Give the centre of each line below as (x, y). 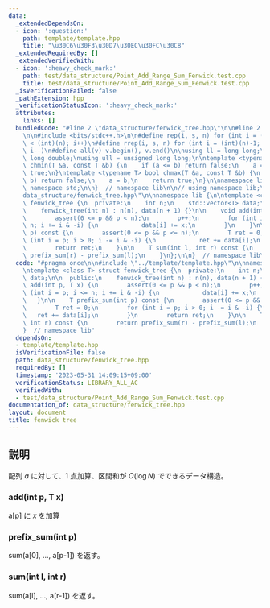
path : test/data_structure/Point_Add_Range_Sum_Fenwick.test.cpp (135, 76)
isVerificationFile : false (61, 353)
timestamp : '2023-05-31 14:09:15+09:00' (84, 375)
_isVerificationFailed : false (66, 91)
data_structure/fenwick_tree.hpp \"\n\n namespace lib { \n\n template (138, 195)
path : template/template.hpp (72, 38)
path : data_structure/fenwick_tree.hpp (82, 360)
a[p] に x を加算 (34, 515)
